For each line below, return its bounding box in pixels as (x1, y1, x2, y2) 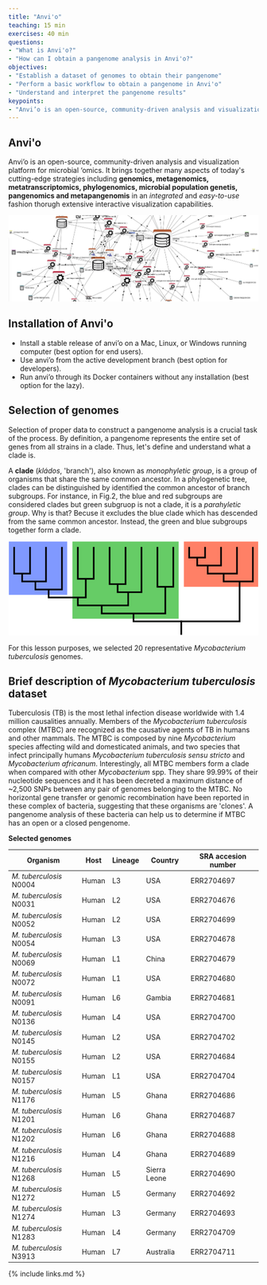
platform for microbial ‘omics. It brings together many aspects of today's (8, 166, 245, 175)
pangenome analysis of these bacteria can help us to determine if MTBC (8, 810, 246, 819)
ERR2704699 (190, 915, 236, 925)
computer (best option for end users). (19, 347, 144, 356)
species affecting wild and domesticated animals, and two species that (8, 742, 241, 752)
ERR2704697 (190, 875, 236, 885)
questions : (8, 38, 44, 46)
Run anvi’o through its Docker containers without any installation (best (19, 371, 250, 382)
